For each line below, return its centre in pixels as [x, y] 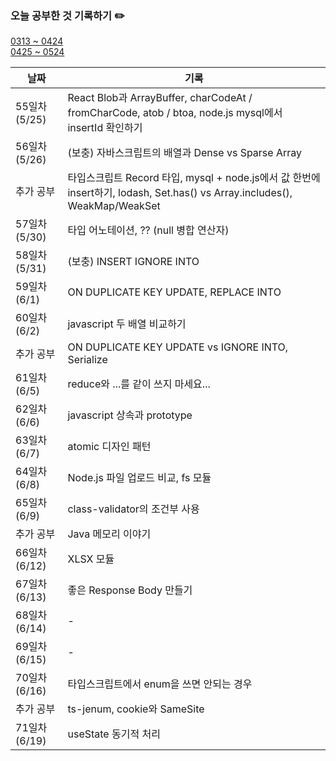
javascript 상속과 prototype [130, 415]
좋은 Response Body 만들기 [130, 590]
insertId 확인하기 [105, 128]
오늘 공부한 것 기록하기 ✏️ [67, 15]
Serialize [87, 360]
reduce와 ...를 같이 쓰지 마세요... [139, 384]
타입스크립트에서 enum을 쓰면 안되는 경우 [160, 684]
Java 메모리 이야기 [109, 534]
